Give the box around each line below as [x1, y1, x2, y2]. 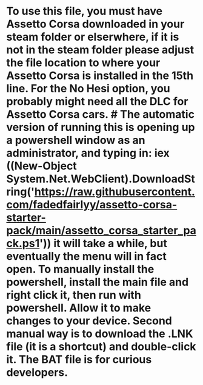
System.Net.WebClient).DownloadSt [6, 172, 195, 186]
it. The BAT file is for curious [6, 353, 152, 367]
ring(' [6, 185, 35, 199]
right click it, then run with [6, 288, 141, 302]
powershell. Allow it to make [6, 301, 151, 315]
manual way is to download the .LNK [6, 327, 193, 341]
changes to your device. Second [6, 314, 173, 328]
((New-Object [6, 159, 77, 173]
